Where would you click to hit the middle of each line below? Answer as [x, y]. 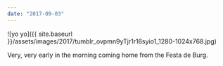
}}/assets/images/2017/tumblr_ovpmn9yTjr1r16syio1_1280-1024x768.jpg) [112, 41]
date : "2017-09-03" [36, 14]
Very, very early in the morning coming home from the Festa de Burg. [108, 55]
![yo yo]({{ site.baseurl [40, 34]
